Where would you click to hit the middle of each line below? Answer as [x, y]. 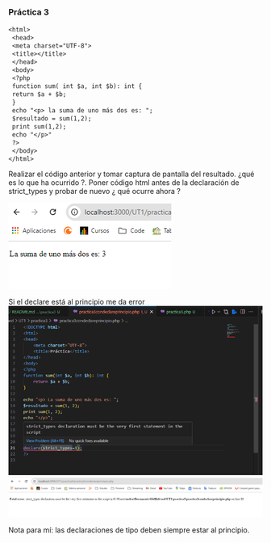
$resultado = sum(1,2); [52, 119]
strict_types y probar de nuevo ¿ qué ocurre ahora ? [95, 192]
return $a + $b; [39, 95]
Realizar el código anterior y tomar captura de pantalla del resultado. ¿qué [131, 174]
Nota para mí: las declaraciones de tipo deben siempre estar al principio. [129, 530]
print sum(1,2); [39, 127]
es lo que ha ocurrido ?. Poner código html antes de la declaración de [124, 183]
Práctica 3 [29, 12]
